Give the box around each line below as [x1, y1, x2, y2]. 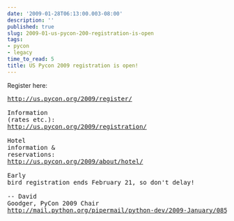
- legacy [7, 49, 33, 56]
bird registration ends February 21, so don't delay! [7, 178, 195, 186]
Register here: [7, 81, 47, 89]
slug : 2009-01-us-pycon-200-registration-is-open [7, 29, 155, 37]
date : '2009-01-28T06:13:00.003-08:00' [7, 10, 123, 17]
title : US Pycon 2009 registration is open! [7, 62, 139, 69]
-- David [7, 192, 37, 200]
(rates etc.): [7, 116, 56, 123]
